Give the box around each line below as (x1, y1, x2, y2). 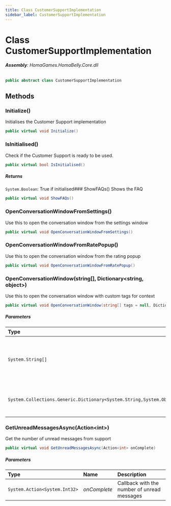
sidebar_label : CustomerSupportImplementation (5, 12, 106, 17)
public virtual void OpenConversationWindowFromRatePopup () (5, 263, 136, 268)
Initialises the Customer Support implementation (5, 119, 106, 125)
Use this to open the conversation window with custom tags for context (5, 292, 155, 299)
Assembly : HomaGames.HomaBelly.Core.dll (5, 62, 99, 68)
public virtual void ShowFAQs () (5, 196, 74, 201)
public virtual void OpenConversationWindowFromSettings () (5, 229, 133, 234)
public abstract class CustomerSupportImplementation (5, 77, 122, 83)
